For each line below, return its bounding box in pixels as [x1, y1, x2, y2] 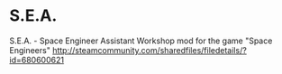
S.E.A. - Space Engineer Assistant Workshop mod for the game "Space [9, 35, 273, 46]
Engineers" [9, 44, 51, 55]
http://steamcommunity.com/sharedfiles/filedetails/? [52, 44, 248, 55]
